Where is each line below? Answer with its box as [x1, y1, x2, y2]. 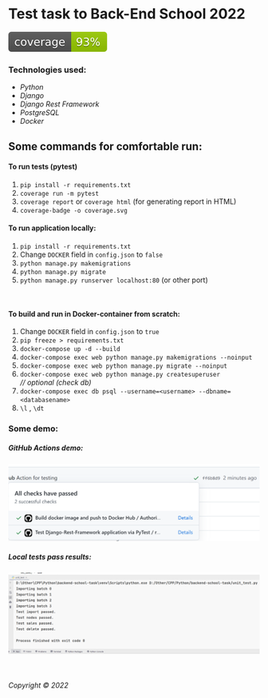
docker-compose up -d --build [19, 345, 121, 353]
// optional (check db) [19, 377, 92, 388]
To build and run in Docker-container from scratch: [8, 309, 181, 318]
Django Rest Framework [19, 99, 100, 109]
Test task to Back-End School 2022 [8, 5, 246, 23]
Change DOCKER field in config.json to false [19, 249, 164, 260]
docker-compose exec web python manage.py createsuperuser [19, 371, 221, 379]
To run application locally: [8, 223, 97, 233]
